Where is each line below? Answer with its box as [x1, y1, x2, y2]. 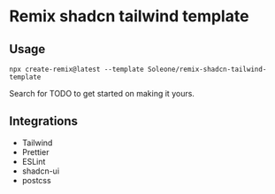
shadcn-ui [21, 166, 60, 176]
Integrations [9, 113, 78, 129]
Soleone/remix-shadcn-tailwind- [147, 65, 267, 74]
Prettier [21, 146, 50, 157]
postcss [21, 175, 51, 185]
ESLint [21, 156, 46, 167]
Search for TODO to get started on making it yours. [9, 89, 195, 98]
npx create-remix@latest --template [9, 65, 144, 74]
